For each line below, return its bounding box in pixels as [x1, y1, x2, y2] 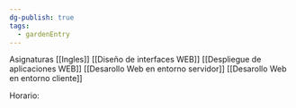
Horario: [9, 90, 40, 101]
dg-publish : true [9, 12, 75, 22]
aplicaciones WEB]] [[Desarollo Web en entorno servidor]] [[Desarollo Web [9, 63, 287, 74]
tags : [9, 21, 30, 30]
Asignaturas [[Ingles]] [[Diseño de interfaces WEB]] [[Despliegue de [9, 54, 262, 65]
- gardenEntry [17, 29, 70, 38]
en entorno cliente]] [9, 73, 83, 84]
